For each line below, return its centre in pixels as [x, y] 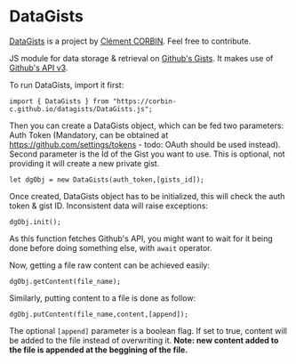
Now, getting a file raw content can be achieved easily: [110, 265]
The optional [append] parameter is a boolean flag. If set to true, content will [148, 330]
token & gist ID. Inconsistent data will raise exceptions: [109, 206]
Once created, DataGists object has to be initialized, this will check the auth [147, 196]
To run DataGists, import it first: [67, 85]
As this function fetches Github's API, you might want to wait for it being [141, 239]
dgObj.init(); [36, 222]
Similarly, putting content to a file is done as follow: [103, 298]
